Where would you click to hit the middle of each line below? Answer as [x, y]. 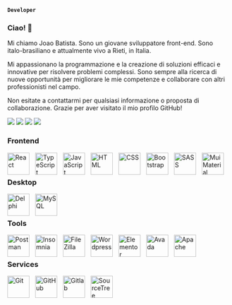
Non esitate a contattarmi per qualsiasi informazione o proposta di [103, 101]
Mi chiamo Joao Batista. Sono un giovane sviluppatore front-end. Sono [110, 43]
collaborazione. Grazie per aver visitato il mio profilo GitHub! [95, 108]
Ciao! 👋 [20, 28]
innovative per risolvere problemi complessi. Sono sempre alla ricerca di [112, 72]
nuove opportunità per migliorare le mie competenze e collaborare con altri [116, 79]
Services [23, 265]
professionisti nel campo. [44, 87]
